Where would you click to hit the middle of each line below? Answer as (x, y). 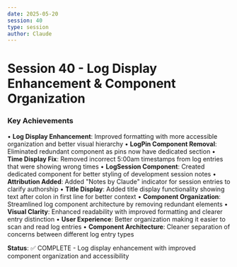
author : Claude (30, 34)
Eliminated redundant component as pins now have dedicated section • (111, 151)
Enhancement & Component (92, 84)
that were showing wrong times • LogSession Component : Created (106, 166)
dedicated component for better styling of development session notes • (112, 174)
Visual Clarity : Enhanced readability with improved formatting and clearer (115, 211)
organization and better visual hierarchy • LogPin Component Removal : (112, 144)
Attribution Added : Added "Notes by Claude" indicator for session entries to (119, 181)
